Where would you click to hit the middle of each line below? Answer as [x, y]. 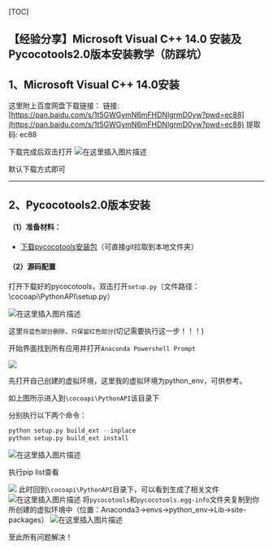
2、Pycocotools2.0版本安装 [80, 205]
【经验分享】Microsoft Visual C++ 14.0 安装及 [125, 39]
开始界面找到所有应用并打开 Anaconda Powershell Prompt [102, 348]
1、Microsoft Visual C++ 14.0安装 [94, 84]
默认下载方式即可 [37, 169]
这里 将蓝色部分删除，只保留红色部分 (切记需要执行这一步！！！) [106, 331]
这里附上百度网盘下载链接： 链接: [64, 106]
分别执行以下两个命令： [48, 415]
